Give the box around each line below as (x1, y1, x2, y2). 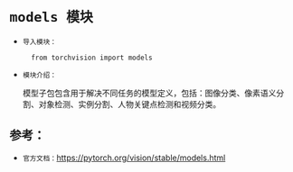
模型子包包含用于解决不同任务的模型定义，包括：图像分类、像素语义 (22, 87, 277, 98)
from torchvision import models (31, 53, 153, 62)
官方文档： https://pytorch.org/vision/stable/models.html (22, 152, 226, 163)
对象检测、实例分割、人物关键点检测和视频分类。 (38, 98, 222, 109)
